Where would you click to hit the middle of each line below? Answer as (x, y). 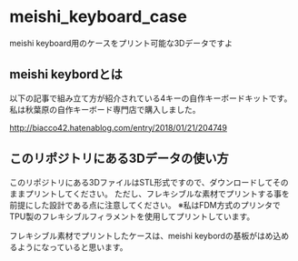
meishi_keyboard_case (99, 17)
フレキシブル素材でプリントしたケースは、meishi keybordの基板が (133, 236)
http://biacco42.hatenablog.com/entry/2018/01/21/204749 (119, 127)
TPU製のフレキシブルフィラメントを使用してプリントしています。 (132, 216)
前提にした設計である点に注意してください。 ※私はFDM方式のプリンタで (145, 205)
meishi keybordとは (66, 75)
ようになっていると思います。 (72, 246)
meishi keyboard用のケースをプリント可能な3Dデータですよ (121, 43)
